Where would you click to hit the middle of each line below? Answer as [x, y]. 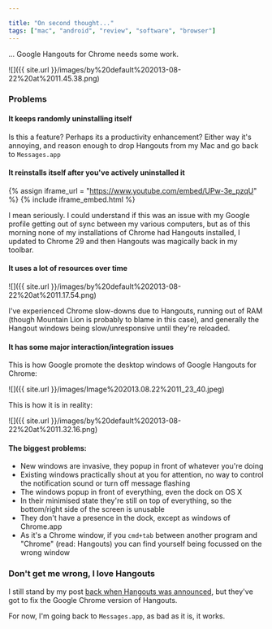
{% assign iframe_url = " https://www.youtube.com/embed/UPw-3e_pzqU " [133, 190]
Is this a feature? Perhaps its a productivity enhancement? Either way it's [130, 137]
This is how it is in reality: [51, 405]
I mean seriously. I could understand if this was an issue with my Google [129, 215]
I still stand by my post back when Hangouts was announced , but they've [131, 592]
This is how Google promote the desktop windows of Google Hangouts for [133, 365]
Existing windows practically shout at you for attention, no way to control [142, 475]
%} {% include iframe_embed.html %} [72, 199]
